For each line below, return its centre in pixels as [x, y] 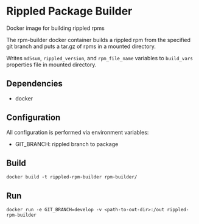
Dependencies [34, 84]
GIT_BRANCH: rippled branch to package [67, 144]
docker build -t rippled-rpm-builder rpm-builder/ [72, 177]
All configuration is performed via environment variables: [78, 132]
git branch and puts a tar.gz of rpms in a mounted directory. [81, 46]
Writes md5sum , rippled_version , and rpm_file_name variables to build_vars [100, 58]
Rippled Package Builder [69, 11]
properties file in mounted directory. [51, 65]
